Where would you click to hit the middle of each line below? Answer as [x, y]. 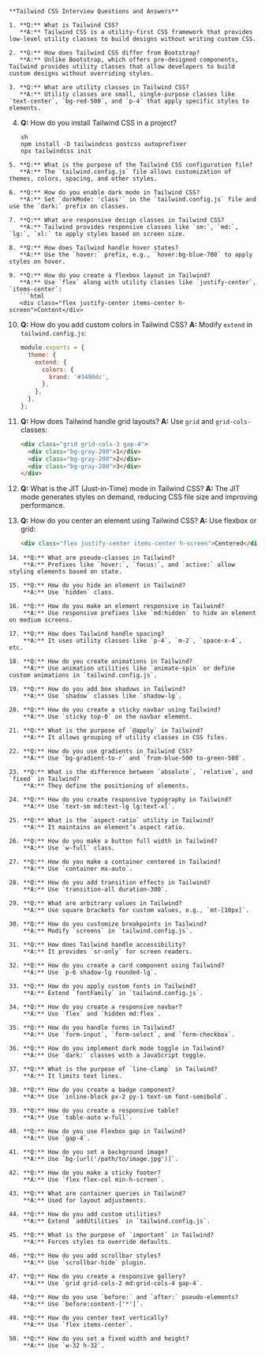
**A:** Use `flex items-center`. [78, 1325]
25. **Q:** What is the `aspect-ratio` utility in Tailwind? [112, 821]
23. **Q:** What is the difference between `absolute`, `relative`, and [131, 772]
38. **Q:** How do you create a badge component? [92, 1090]
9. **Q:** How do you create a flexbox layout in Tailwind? [110, 276]
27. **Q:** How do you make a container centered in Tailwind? [115, 862]
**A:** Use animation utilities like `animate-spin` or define [129, 669]
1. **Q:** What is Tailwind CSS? [64, 25]
